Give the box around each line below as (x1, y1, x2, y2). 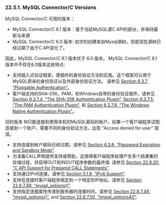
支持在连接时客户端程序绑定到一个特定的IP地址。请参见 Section (12, 177, 142, 183)
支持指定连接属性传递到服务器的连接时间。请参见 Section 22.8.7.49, (12, 189, 151, 195)
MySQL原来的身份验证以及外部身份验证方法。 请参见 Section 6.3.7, (12, 78, 149, 84)
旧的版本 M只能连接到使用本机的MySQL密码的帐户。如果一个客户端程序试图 (5, 119, 160, 125)
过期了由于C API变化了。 (16, 45, 68, 51)
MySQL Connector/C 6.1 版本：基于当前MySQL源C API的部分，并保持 (12, 26, 154, 32)
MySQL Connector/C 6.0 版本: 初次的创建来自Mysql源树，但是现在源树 (12, 39, 157, 45)
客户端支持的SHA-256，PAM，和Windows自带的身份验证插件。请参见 (12, 91, 155, 97)
